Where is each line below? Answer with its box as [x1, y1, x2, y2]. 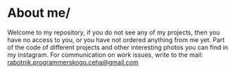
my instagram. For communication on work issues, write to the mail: [7, 51, 203, 59]
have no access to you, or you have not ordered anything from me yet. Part [7, 35, 225, 44]
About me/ [7, 5, 71, 21]
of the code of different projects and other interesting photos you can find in [7, 43, 229, 51]
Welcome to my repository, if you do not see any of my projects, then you [7, 28, 220, 36]
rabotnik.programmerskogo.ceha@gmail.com [7, 58, 139, 66]
